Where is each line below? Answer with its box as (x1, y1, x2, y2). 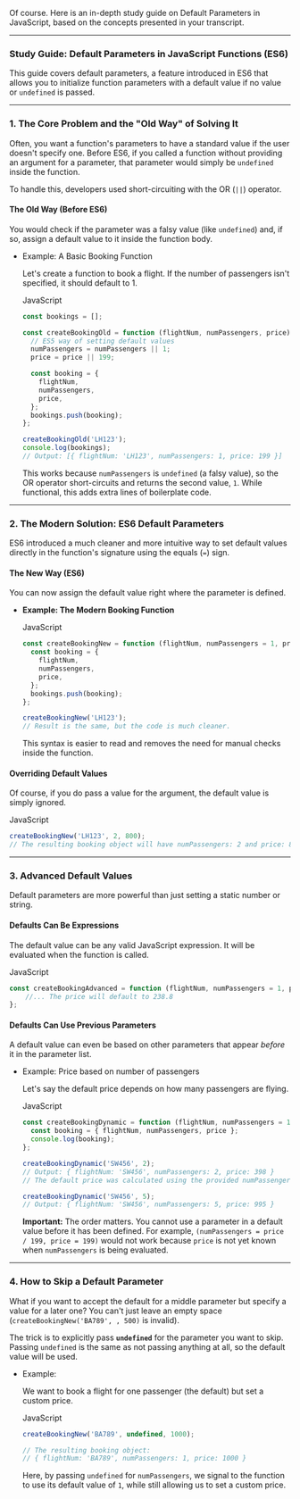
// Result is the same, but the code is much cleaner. (21, 722, 231, 731)
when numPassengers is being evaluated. (21, 1245, 169, 1255)
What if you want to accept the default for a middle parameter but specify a (9, 1295, 287, 1306)
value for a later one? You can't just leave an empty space (9, 1305, 223, 1316)
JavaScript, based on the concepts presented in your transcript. (9, 17, 245, 28)
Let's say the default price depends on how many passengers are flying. (21, 1084, 289, 1095)
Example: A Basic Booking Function (21, 250, 154, 262)
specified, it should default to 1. (21, 277, 138, 288)
